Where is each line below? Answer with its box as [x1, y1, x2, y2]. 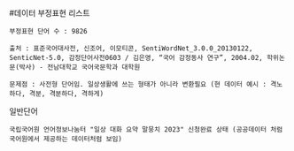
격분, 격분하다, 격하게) [29, 89, 104, 98]
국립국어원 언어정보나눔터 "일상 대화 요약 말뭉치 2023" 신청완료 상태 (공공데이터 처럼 [9, 125, 283, 134]
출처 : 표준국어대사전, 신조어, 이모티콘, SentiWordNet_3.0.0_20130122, [9, 44, 253, 53]
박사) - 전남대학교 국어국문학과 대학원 [19, 63, 141, 72]
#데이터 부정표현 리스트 [9, 8, 90, 18]
